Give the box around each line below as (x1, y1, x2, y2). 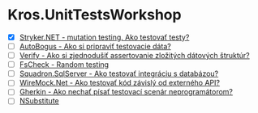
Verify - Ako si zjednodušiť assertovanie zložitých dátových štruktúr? (19, 51, 251, 61)
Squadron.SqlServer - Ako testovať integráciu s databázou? (19, 69, 219, 78)
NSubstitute (19, 96, 59, 106)
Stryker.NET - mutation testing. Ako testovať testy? (19, 32, 190, 42)
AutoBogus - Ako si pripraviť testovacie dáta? (19, 42, 171, 51)
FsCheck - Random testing (19, 60, 110, 69)
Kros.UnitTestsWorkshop (7, 6, 182, 24)
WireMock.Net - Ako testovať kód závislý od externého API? (19, 78, 221, 88)
